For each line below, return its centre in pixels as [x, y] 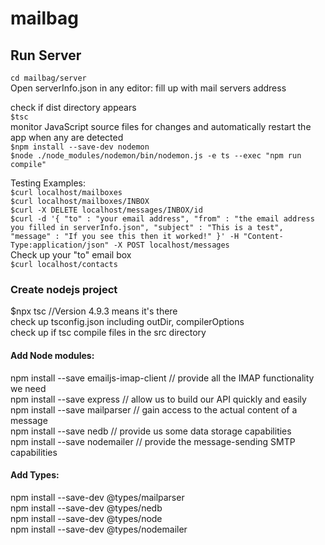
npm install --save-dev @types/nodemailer [99, 529]
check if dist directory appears [73, 107]
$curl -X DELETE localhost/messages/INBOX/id [106, 210]
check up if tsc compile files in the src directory [108, 333]
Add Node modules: [52, 355]
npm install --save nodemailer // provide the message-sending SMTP [153, 441]
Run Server [46, 55]
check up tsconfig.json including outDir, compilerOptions [127, 322]
